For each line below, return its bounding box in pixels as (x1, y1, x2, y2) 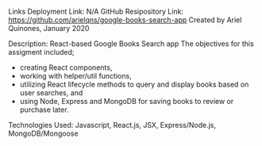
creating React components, (19, 63, 113, 72)
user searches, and (19, 88, 83, 98)
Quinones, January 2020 (8, 24, 90, 33)
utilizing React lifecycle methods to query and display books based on (19, 79, 249, 89)
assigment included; (8, 48, 75, 56)
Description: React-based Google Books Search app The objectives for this (8, 39, 254, 48)
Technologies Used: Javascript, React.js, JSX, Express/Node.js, (8, 121, 217, 129)
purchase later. (19, 105, 69, 114)
